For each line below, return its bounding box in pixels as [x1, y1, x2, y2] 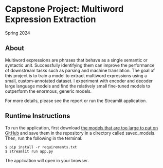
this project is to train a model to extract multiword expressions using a [5, 72, 147, 79]
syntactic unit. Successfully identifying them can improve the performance [5, 62, 155, 68]
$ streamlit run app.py [5, 149, 54, 154]
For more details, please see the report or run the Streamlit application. [5, 98, 147, 104]
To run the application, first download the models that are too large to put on [5, 125, 158, 130]
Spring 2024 [5, 30, 30, 36]
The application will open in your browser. [5, 157, 89, 163]
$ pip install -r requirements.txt [5, 145, 77, 149]
